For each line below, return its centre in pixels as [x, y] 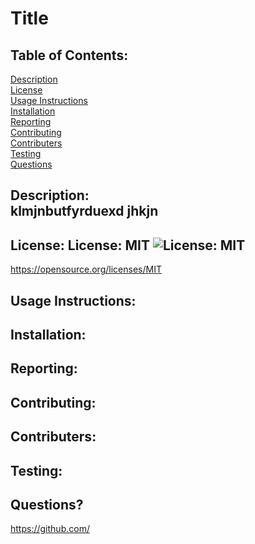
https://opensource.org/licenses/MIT [86, 269]
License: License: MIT [80, 245]
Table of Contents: [69, 55]
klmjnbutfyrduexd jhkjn [84, 211]
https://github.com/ [50, 529]
